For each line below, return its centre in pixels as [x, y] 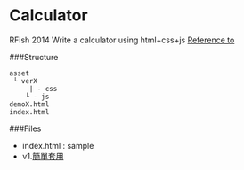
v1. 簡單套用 [43, 156]
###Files [25, 128]
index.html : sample [58, 145]
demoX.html [29, 104]
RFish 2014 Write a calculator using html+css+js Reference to [122, 40]
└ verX [25, 81]
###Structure [34, 57]
